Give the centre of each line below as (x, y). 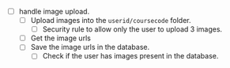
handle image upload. (54, 11)
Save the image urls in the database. (90, 47)
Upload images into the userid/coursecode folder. (111, 21)
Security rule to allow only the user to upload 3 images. (132, 29)
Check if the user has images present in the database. (130, 56)
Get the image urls (61, 38)
